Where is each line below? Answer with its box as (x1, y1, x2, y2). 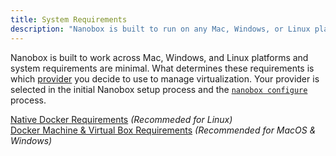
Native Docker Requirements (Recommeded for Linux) (10, 113, 233, 125)
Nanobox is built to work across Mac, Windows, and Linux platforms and (10, 51, 309, 63)
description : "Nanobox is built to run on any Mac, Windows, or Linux (10, 24, 311, 34)
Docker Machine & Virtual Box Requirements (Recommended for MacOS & (10, 124, 317, 136)
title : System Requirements (10, 14, 128, 25)
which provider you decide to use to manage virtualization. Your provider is (10, 72, 320, 85)
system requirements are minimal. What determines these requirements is (10, 62, 315, 74)
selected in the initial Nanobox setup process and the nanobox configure (10, 83, 308, 95)
